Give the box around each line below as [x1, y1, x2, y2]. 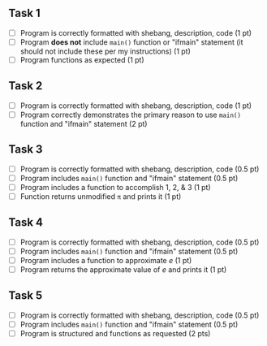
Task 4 [8, 215, 43, 230]
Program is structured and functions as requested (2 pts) [19, 329, 211, 338]
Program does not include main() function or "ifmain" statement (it [19, 37, 243, 47]
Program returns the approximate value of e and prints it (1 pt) [19, 265, 227, 275]
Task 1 [8, 6, 41, 20]
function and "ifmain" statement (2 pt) [19, 119, 148, 128]
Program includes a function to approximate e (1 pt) [19, 255, 192, 265]
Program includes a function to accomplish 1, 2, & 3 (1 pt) [19, 182, 211, 192]
